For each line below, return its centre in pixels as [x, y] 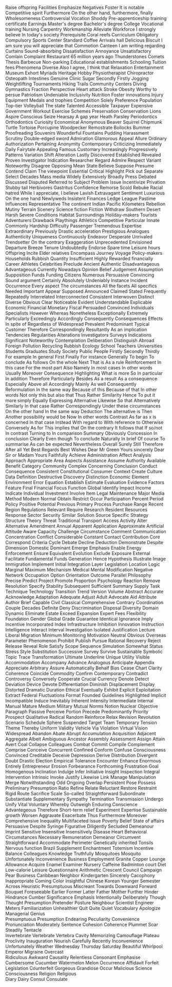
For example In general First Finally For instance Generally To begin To [80, 357]
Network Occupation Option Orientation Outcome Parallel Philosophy [78, 575]
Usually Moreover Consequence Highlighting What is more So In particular [84, 373]
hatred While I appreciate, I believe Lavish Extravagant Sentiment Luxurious [85, 193]
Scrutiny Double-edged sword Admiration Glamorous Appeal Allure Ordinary [86, 138]
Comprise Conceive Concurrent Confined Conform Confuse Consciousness [85, 750]
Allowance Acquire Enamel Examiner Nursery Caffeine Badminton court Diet [86, 864]
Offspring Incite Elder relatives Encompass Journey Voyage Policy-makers [84, 253]
